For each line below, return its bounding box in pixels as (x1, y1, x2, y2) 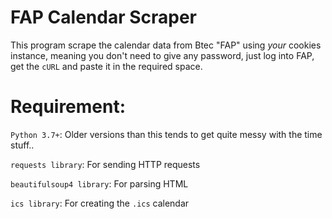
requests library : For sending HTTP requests (10, 158, 201, 170)
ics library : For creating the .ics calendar (10, 197, 190, 209)
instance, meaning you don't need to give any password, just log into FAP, (10, 49, 315, 61)
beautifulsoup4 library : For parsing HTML (10, 177, 189, 190)
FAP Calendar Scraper (10, 6, 197, 29)
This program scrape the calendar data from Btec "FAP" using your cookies (10, 39, 322, 51)
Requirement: (10, 96, 127, 118)
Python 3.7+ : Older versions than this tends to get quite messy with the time (10, 128, 323, 140)
